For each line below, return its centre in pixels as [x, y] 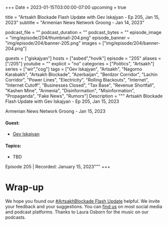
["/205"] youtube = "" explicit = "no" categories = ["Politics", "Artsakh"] [80, 64]
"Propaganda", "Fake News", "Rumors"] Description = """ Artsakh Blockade [84, 96]
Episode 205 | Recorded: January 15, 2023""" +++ [58, 167]
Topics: [13, 145]
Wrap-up [25, 187]
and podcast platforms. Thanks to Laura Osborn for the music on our [77, 212]
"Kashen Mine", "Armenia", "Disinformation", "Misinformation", [70, 90]
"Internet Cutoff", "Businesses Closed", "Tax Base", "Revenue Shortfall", [80, 85]
